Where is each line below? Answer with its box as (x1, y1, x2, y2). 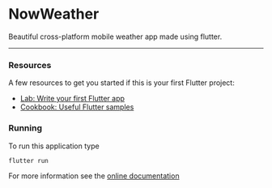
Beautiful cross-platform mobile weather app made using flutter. (8, 32, 223, 41)
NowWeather (8, 5, 100, 23)
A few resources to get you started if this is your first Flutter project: (8, 78, 235, 88)
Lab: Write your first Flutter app (19, 94, 125, 104)
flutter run (8, 156, 49, 164)
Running (8, 122, 43, 134)
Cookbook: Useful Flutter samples (19, 102, 134, 112)
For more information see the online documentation (8, 171, 180, 181)
